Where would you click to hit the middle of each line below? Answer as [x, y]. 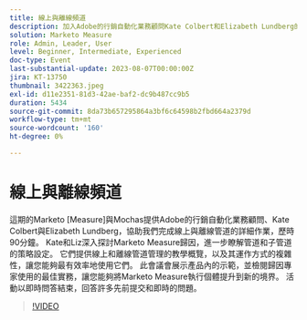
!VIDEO [45, 305]
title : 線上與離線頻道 [48, 18]
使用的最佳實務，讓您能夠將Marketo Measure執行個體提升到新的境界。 [150, 276]
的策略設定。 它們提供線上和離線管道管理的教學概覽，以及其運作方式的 [143, 253]
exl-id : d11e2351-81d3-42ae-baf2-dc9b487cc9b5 [100, 94]
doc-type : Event [40, 60]
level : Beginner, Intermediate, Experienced [95, 52]
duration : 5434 [38, 103]
